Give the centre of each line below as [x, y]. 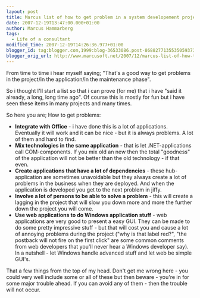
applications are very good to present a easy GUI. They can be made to [102, 221]
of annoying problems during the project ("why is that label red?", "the [101, 234]
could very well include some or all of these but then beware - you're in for [98, 277]
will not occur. [23, 290]
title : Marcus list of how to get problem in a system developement [93, 17]
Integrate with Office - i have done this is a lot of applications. [91, 126]
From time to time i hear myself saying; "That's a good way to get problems [99, 73]
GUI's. [23, 259]
